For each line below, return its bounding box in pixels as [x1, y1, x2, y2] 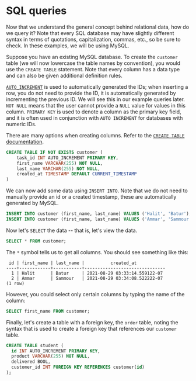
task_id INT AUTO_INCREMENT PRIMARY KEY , [16, 155, 118, 161]
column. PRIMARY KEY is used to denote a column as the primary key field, [6, 108, 182, 115]
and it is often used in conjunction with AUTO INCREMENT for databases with [6, 114, 183, 121]
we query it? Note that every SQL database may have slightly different [6, 29, 174, 36]
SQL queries [6, 4, 67, 18]
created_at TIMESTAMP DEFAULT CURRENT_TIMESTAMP [16, 171, 137, 177]
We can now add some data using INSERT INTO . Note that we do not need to [6, 187, 188, 194]
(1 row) [6, 280, 25, 286]
